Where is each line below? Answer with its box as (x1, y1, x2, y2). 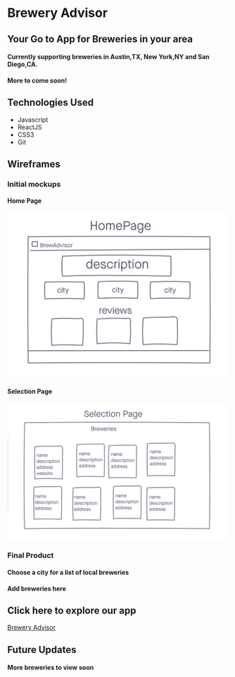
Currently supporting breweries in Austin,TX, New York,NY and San (7, 53, 210, 61)
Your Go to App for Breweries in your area (7, 33, 193, 45)
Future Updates (7, 643, 77, 656)
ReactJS (17, 123, 42, 131)
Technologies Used (7, 97, 94, 108)
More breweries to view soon (7, 664, 94, 672)
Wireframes (7, 158, 61, 170)
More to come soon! (7, 76, 68, 85)
